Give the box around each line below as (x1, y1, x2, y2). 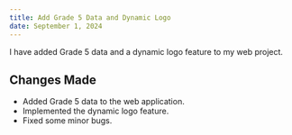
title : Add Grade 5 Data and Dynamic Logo (9, 13, 171, 22)
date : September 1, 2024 (9, 22, 103, 31)
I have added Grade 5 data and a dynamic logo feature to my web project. (9, 46, 284, 57)
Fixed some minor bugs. (22, 115, 113, 126)
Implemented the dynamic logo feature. (22, 105, 169, 117)
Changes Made (9, 72, 96, 87)
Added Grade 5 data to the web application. (22, 96, 185, 107)
